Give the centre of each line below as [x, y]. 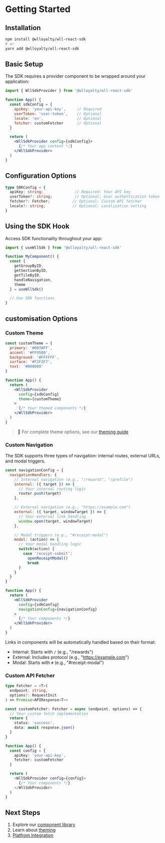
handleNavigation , [33, 280]
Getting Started [38, 9]
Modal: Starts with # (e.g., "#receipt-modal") [58, 662]
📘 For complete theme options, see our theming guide [73, 432]
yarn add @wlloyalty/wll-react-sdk [42, 49]
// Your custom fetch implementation [49, 714]
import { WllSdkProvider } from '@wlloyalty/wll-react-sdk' [69, 91]
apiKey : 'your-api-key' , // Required [58, 109]
